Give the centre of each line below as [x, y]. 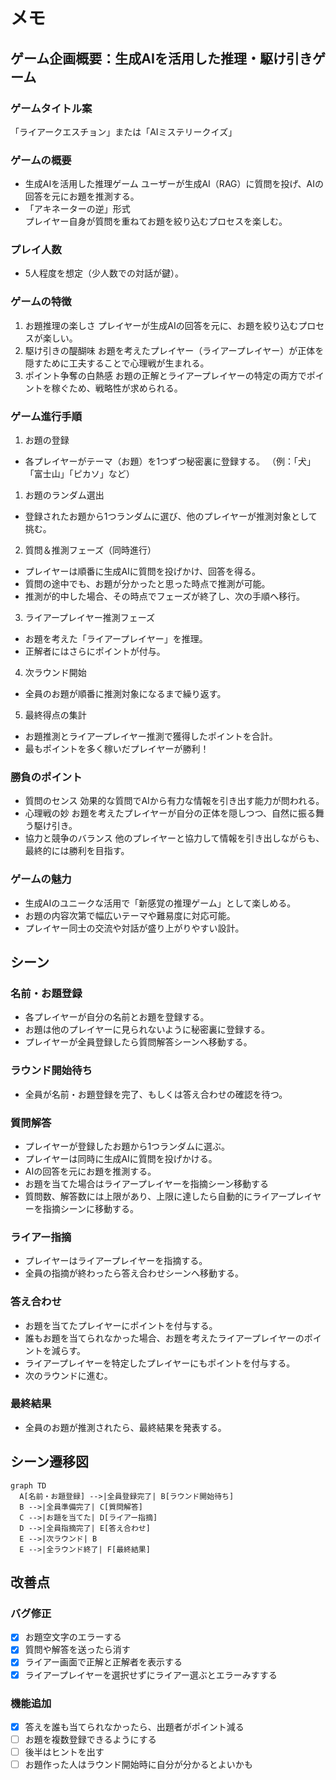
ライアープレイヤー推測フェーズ [89, 618]
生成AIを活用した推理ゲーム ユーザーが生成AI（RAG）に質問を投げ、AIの [174, 184]
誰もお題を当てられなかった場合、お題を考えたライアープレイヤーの [164, 1338]
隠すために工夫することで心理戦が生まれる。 [117, 363]
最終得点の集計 [55, 715]
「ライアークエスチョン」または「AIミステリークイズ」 [124, 131]
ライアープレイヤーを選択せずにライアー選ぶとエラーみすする [151, 1675]
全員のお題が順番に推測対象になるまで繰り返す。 [125, 694]
